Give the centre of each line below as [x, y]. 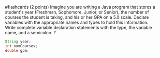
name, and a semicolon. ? [30, 33]
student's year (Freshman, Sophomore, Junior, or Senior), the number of [77, 12]
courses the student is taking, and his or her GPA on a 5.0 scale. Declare [77, 17]
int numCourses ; [21, 46]
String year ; [18, 42]
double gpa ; [17, 50]
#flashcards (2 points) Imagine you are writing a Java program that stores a [80, 7]
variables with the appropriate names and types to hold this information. [77, 22]
